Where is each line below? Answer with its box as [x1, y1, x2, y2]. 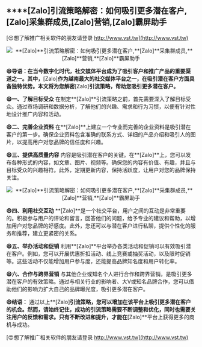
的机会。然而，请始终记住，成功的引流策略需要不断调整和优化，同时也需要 [6, 305, 191, 313]
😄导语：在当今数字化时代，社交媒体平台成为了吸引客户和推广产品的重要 [6, 67, 186, 74]
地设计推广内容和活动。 [6, 110, 64, 118]
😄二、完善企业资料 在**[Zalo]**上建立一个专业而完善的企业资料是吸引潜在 [6, 123, 191, 130]
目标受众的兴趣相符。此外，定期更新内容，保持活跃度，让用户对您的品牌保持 [6, 166, 196, 173]
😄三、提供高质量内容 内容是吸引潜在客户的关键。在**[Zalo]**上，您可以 [6, 151, 186, 158]
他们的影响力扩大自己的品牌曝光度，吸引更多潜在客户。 [11, 285, 148, 293]
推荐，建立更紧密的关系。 [16, 229, 80, 237]
